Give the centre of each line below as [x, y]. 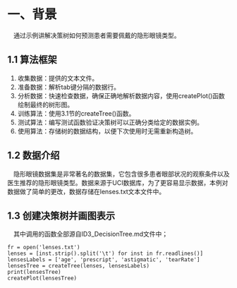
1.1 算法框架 [32, 60]
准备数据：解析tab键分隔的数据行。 [68, 87]
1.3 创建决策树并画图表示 [61, 216]
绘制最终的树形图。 [45, 104]
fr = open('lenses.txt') [44, 248]
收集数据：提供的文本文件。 [58, 78]
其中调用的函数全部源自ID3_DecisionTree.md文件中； [91, 234]
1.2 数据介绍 [34, 156]
